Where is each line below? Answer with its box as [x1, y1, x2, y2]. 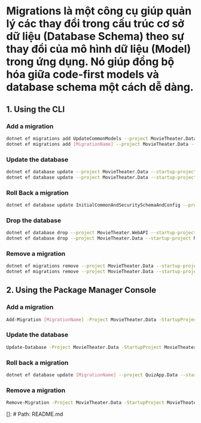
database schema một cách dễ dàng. [6, 81, 194, 94]
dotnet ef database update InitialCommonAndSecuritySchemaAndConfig [6, 202, 181, 208]
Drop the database [6, 216, 62, 225]
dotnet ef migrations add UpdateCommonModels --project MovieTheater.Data [6, 136, 197, 142]
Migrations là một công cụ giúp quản [6, 4, 192, 18]
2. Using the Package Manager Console [6, 285, 157, 295]
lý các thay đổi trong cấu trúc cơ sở [6, 17, 184, 30]
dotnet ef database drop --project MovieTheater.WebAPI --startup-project [6, 230, 197, 236]
